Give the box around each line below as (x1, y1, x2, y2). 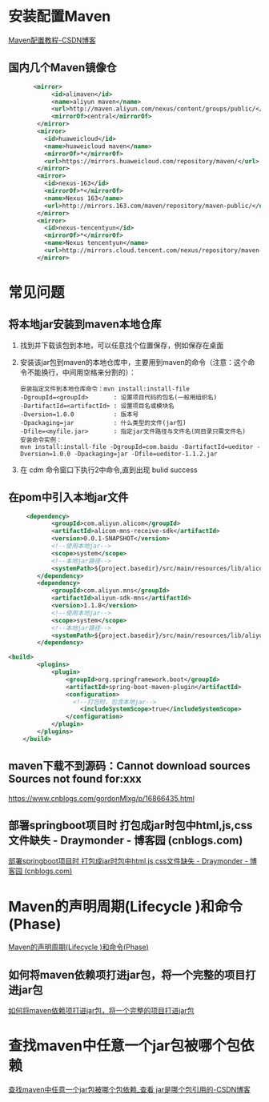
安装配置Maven (8, 7, 111, 26)
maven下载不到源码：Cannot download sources (8, 759, 251, 773)
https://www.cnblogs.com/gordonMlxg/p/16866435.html (8, 793, 195, 803)
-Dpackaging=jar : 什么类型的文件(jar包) (19, 419, 187, 427)
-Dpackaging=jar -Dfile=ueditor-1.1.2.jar (74, 450, 218, 458)
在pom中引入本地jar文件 (8, 491, 129, 504)
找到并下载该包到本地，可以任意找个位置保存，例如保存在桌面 (19, 340, 224, 350)
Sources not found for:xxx (8, 772, 142, 786)
